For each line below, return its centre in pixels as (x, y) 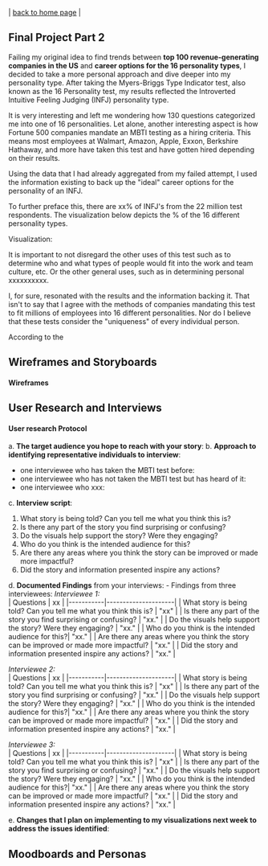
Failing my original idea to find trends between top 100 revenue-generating (134, 57)
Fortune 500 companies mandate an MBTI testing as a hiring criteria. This (130, 132)
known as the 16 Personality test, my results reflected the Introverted (122, 91)
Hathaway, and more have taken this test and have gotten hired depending (132, 150)
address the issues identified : (59, 829)
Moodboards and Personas (77, 854)
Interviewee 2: (32, 669)
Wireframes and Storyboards (83, 362)
